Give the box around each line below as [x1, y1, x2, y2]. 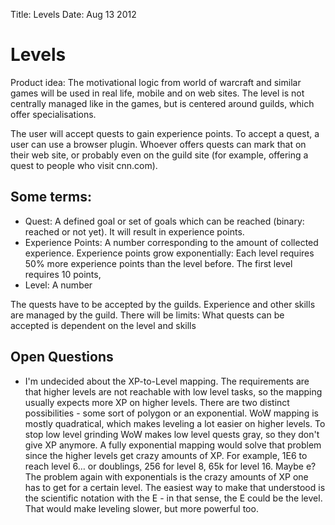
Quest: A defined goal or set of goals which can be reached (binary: [24, 215, 305, 227]
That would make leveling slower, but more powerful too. [24, 502, 259, 514]
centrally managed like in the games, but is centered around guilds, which [10, 97, 315, 109]
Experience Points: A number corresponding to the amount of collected [24, 236, 319, 248]
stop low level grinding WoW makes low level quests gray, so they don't [24, 428, 320, 440]
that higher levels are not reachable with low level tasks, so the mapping [24, 385, 323, 398]
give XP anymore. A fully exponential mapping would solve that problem [24, 439, 322, 451]
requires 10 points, [24, 268, 102, 280]
